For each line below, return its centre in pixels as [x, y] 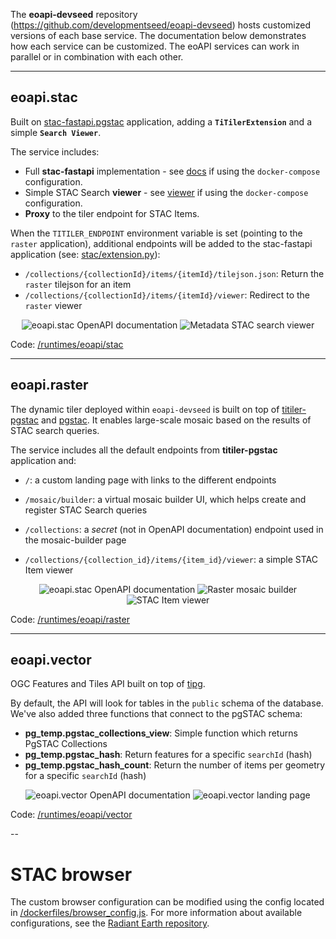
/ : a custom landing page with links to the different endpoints [150, 480]
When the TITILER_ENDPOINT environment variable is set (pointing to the [156, 233]
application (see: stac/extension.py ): [85, 254]
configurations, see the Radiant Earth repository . [110, 923]
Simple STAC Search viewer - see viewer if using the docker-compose [166, 192]
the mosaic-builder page [75, 540]
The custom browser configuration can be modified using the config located [167, 902]
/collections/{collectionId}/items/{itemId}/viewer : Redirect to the [167, 295]
